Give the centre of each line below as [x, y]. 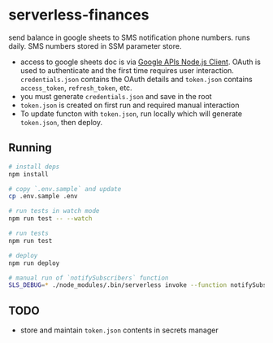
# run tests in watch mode [54, 211]
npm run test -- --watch [50, 219]
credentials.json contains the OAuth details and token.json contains [136, 79]
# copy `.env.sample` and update [65, 189]
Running [30, 148]
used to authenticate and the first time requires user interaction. [127, 70]
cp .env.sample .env [43, 197]
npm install [28, 174]
